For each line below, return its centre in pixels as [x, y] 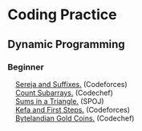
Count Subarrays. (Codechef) [64, 93]
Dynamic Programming [66, 44]
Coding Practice [62, 15]
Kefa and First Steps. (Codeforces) [72, 109]
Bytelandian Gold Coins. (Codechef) [75, 118]
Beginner [26, 67]
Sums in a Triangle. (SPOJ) [60, 101]
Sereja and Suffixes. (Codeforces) [71, 84]
